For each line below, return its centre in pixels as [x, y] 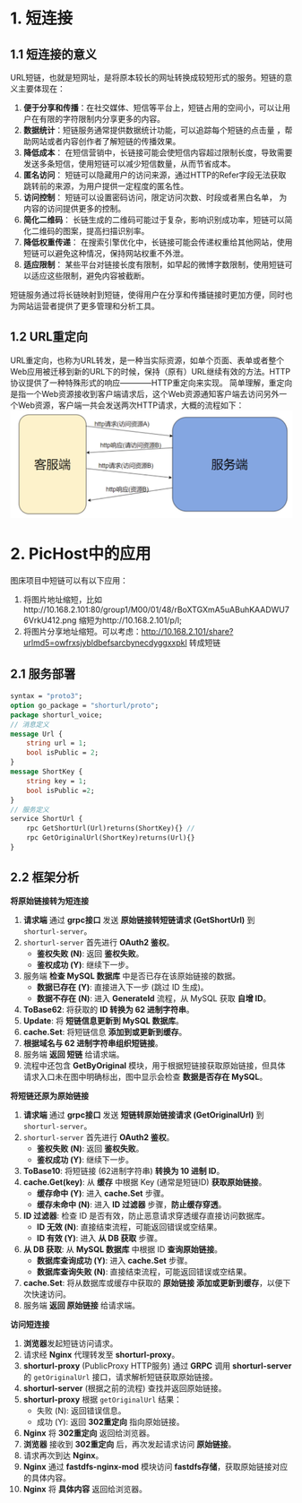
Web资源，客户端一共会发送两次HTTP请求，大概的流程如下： [131, 405]
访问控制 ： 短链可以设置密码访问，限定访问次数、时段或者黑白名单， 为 [155, 197]
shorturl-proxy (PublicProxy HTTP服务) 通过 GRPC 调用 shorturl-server [157, 1365]
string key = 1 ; [57, 781]
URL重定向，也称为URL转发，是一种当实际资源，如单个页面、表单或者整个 [147, 360]
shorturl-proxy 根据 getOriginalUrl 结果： [103, 1399]
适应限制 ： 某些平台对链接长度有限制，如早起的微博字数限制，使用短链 [154, 264]
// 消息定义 [30, 724]
